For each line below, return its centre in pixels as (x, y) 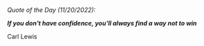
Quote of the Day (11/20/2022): (52, 10)
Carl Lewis (22, 36)
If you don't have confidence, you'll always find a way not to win (102, 23)
